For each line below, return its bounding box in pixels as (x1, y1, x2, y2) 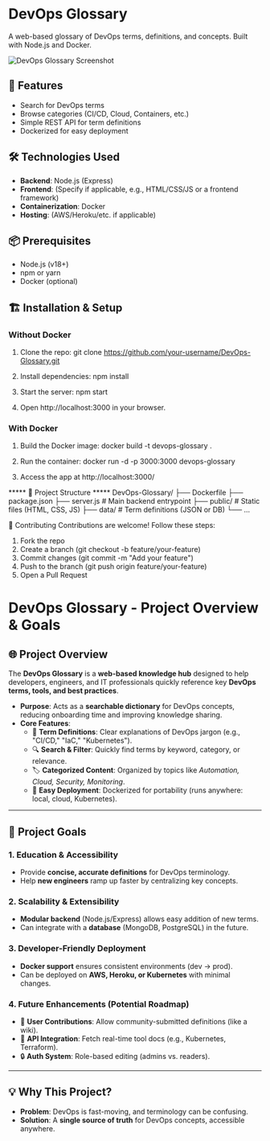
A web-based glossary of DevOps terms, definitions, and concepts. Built (8, 31, 248, 41)
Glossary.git (19, 356, 60, 366)
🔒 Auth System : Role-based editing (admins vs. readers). (19, 1051, 211, 1061)
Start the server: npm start (19, 387, 108, 397)
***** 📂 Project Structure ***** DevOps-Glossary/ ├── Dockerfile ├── (8, 488, 243, 497)
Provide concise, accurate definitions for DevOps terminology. (19, 867, 231, 877)
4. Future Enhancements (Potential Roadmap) (8, 999, 190, 1010)
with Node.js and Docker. (8, 39, 92, 49)
